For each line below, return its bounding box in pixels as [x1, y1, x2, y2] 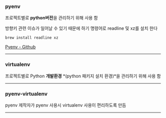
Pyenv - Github [5, 44, 36, 50]
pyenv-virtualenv [5, 90, 48, 97]
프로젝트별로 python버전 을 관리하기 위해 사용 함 [5, 15, 98, 21]
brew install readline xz [5, 35, 58, 40]
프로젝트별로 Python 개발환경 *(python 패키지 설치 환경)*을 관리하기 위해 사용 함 [5, 73, 161, 79]
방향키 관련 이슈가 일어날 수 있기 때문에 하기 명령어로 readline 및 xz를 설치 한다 [5, 25, 158, 31]
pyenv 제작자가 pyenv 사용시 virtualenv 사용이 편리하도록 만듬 [5, 102, 126, 108]
